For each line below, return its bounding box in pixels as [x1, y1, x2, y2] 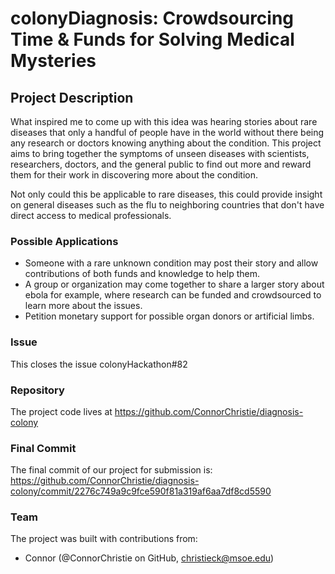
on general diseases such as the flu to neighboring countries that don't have [10, 199, 325, 211]
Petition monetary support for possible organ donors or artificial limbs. [24, 310, 315, 322]
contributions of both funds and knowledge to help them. [24, 268, 261, 280]
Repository [10, 383, 65, 397]
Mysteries [10, 50, 97, 72]
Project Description [10, 89, 134, 106]
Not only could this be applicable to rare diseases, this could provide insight [10, 188, 323, 200]
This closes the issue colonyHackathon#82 [10, 358, 188, 370]
